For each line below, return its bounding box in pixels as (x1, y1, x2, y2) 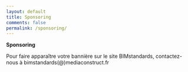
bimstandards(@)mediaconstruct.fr (24, 59, 110, 66)
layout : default (6, 8, 46, 15)
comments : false (6, 19, 46, 25)
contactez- (155, 53, 183, 60)
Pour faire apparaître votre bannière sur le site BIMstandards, (6, 53, 154, 60)
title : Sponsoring (6, 14, 51, 20)
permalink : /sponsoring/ (6, 25, 67, 31)
